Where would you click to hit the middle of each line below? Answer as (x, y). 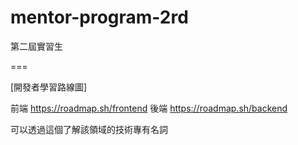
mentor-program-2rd (99, 17)
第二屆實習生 (36, 46)
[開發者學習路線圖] (49, 87)
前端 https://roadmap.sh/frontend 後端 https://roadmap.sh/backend (149, 108)
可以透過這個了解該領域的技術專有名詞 (89, 129)
